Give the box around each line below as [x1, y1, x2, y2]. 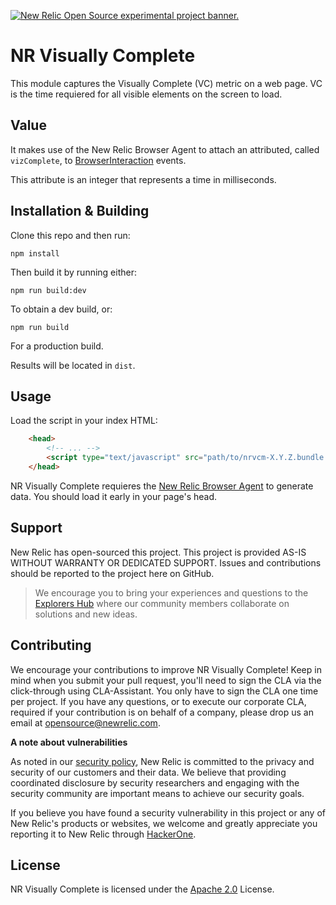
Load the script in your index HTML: [10, 415, 158, 427]
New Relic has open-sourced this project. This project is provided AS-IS [10, 546, 307, 558]
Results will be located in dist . [10, 359, 136, 371]
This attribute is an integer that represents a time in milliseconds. [10, 173, 277, 185]
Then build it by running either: [10, 266, 137, 278]
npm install [10, 248, 60, 259]
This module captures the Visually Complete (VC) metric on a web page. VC [10, 77, 323, 89]
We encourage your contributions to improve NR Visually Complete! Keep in [10, 663, 322, 675]
